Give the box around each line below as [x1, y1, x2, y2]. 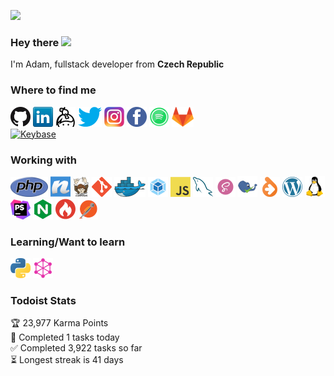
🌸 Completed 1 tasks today [10, 331, 120, 344]
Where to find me [10, 83, 97, 97]
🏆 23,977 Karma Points [10, 317, 109, 329]
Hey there [10, 35, 60, 49]
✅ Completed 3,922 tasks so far [10, 342, 143, 354]
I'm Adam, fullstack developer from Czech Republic [10, 58, 225, 70]
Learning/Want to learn [10, 235, 126, 249]
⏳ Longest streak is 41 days [10, 354, 124, 366]
